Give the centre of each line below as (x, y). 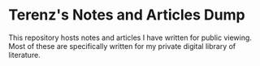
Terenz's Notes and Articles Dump (127, 15)
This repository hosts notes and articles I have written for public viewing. (130, 37)
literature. (24, 55)
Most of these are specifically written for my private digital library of (122, 46)
